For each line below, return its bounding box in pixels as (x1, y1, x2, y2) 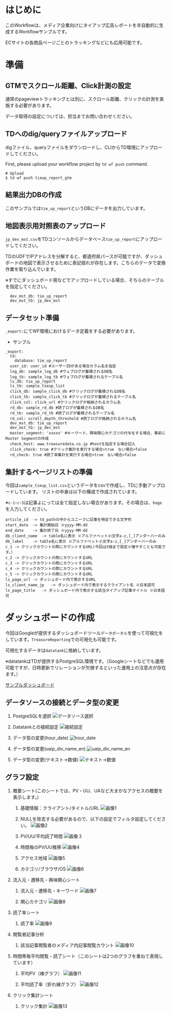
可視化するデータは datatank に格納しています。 (5, 647, 104, 653)
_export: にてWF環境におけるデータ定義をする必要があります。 (5, 328, 138, 334)
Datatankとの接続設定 (12, 724, 59, 730)
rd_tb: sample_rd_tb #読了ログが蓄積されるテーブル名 (10, 411, 115, 416)
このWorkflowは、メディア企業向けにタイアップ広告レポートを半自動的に (5, 22, 159, 28)
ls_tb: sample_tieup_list (10, 384, 65, 389)
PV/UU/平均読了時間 (20, 833, 63, 839)
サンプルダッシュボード (5, 682, 55, 688)
